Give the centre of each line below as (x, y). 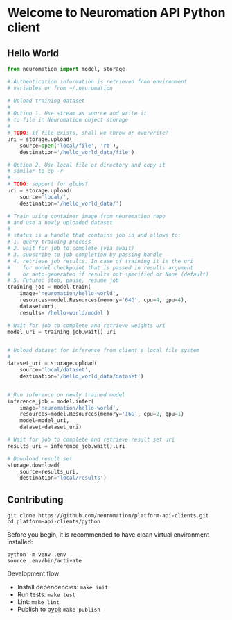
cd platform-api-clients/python (54, 522)
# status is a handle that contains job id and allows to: (94, 235)
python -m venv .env (37, 555)
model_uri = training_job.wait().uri (62, 332)
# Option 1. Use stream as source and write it (77, 114)
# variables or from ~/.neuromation (60, 88)
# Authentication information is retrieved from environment (97, 81)
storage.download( (34, 465)
